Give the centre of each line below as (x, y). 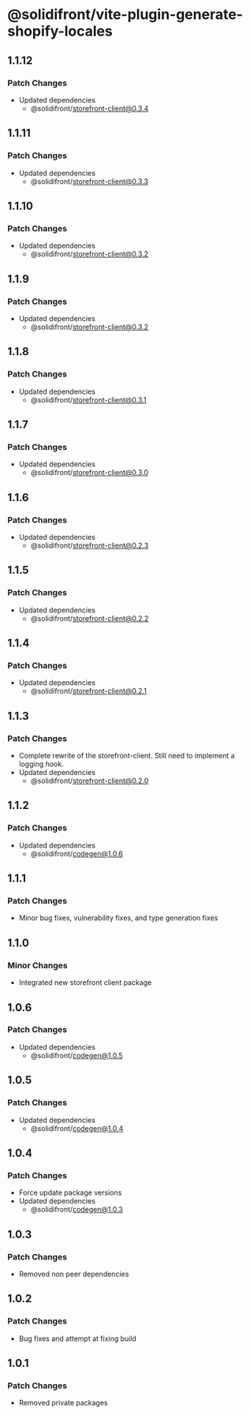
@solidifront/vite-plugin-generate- (125, 15)
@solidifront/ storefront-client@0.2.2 (90, 618)
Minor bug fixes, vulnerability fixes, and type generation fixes (118, 918)
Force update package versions (70, 1192)
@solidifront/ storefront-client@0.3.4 (90, 108)
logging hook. (41, 764)
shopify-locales (60, 31)
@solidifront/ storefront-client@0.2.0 (90, 781)
